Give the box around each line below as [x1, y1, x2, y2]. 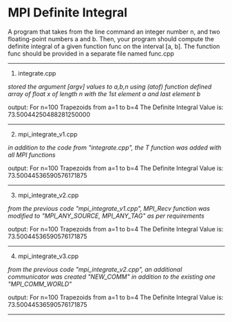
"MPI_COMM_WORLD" [8, 279, 72, 288]
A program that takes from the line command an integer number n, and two [8, 27, 220, 36]
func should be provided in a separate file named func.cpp [8, 49, 175, 58]
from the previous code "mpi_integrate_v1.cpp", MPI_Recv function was [8, 204, 211, 212]
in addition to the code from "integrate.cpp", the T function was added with [8, 143, 222, 152]
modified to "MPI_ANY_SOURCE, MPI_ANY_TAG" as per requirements [8, 211, 205, 220]
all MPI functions [8, 150, 56, 159]
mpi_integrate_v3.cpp [17, 252, 79, 260]
